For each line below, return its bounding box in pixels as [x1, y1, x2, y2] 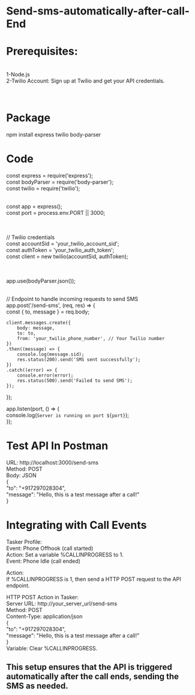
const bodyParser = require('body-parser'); [6, 179, 114, 185]
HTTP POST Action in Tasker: [6, 593, 79, 601]
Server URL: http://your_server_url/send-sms [6, 600, 118, 607]
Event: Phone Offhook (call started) [6, 545, 94, 552]
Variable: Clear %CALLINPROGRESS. [6, 644, 98, 652]
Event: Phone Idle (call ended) [6, 557, 81, 564]
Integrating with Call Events [6, 519, 147, 532]
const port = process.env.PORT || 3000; [6, 209, 106, 216]
